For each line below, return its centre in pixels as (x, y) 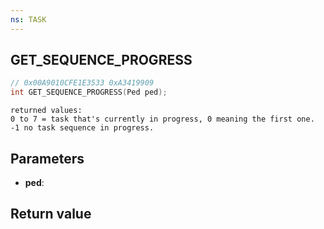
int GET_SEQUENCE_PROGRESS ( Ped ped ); (89, 92)
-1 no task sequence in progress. (82, 128)
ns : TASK (28, 19)
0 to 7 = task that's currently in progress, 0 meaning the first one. (162, 119)
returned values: (46, 111)
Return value (51, 214)
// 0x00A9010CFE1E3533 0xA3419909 (82, 83)
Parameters (47, 158)
